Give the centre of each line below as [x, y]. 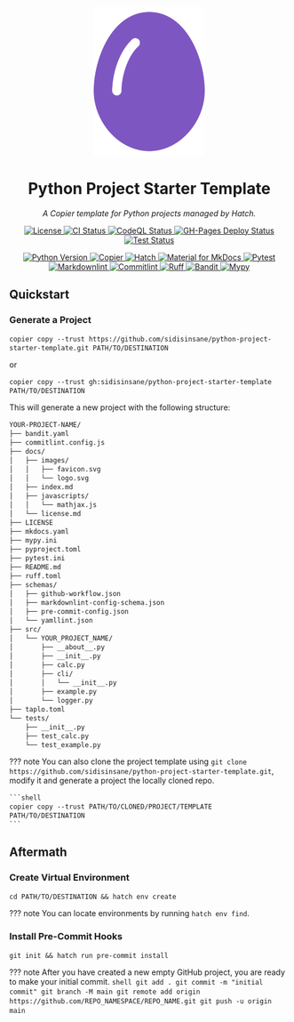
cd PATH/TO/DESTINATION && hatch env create [93, 897]
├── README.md [36, 567]
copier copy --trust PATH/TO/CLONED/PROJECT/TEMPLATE [111, 807]
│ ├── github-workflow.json [65, 594]
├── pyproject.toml [45, 550]
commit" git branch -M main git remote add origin [105, 992]
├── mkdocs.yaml [39, 532]
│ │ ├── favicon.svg [55, 470]
